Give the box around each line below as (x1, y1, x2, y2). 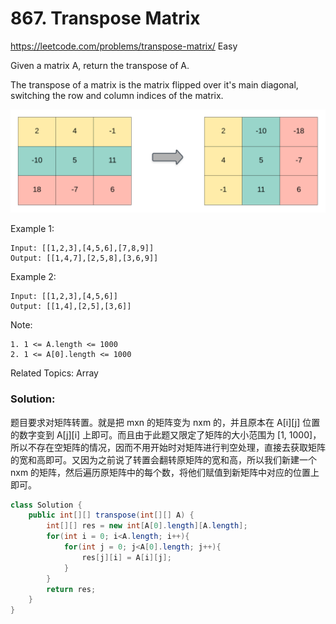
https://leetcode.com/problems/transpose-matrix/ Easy (10, 40, 238, 52)
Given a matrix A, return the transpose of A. (10, 59, 190, 71)
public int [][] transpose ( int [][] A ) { (28, 510, 195, 521)
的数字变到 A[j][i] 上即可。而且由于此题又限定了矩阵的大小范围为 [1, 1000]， (10, 428, 322, 441)
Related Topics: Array (10, 367, 99, 379)
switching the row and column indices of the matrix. (10, 89, 224, 101)
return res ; (46, 584, 97, 594)
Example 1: (10, 223, 55, 235)
